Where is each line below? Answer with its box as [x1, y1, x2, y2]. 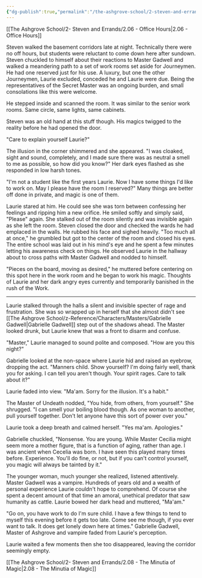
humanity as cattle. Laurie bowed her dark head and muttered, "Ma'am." [6, 498, 185, 505]
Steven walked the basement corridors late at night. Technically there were [6, 43, 192, 50]
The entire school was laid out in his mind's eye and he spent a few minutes [6, 241, 194, 248]
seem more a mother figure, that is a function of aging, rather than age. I [6, 442, 185, 449]
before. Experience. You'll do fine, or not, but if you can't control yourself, [6, 454, 188, 461]
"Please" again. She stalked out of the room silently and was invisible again [6, 215, 192, 222]
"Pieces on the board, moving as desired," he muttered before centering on [6, 265, 193, 272]
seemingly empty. [6, 547, 50, 554]
